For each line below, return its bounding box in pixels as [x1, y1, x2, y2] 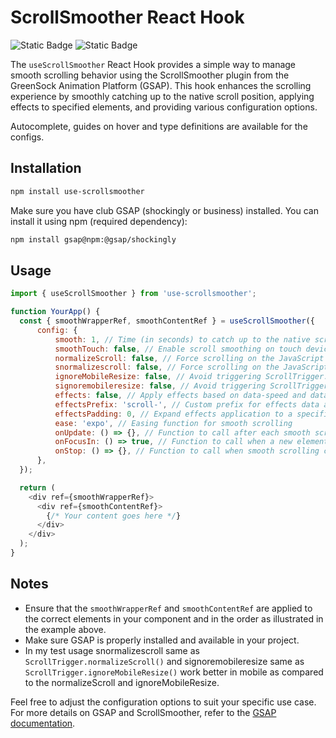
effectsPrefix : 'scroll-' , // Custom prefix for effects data [54, 399, 320, 410]
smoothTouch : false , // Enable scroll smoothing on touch [54, 344, 302, 354]
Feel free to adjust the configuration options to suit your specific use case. [10, 696, 317, 708]
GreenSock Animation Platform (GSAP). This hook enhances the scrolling [10, 79, 312, 91]
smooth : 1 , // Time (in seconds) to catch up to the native [54, 334, 311, 345]
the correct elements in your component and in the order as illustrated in [24, 612, 324, 625]
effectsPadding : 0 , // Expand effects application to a [54, 409, 293, 419]
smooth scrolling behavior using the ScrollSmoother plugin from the [10, 69, 290, 81]
